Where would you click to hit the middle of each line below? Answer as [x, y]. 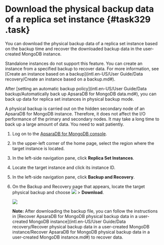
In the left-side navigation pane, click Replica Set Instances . [73, 158]
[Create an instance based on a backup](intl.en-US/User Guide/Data [74, 74]
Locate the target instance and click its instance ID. [64, 167]
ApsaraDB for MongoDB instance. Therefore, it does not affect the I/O [75, 113]
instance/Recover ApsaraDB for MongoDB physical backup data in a [81, 232]
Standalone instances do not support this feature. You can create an [74, 63]
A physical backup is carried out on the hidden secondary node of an [75, 109]
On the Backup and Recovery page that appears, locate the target [79, 186]
